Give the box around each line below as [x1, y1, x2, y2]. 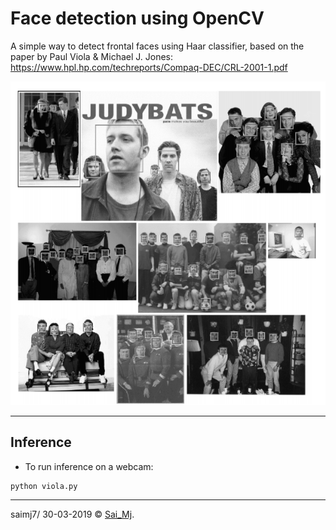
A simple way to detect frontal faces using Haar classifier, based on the [10, 40, 305, 52]
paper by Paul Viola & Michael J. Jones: [10, 50, 174, 62]
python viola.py [10, 481, 78, 491]
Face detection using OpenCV [10, 7, 265, 30]
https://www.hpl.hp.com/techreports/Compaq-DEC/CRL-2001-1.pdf [10, 61, 288, 73]
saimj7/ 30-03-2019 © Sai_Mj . [10, 508, 135, 520]
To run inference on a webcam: [24, 460, 154, 472]
